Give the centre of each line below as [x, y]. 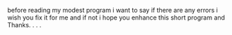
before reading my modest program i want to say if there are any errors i [112, 10]
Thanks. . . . [24, 25]
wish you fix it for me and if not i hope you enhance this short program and [116, 17]
